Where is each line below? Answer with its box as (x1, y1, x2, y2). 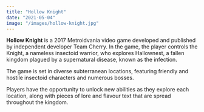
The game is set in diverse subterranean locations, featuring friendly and (6, 68, 189, 75)
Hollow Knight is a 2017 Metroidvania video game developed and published (6, 37, 196, 44)
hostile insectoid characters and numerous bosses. (6, 74, 134, 82)
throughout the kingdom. (6, 99, 69, 106)
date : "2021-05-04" (6, 15, 56, 21)
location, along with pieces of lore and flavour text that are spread (6, 92, 171, 100)
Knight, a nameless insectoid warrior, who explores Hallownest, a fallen (6, 50, 185, 57)
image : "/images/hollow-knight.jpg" (6, 20, 99, 26)
